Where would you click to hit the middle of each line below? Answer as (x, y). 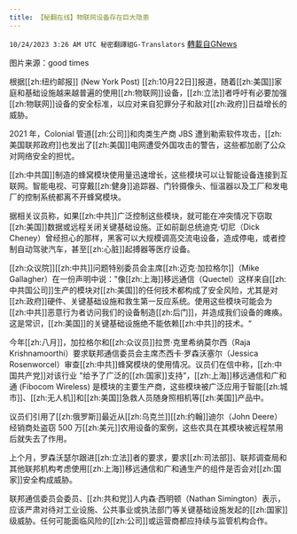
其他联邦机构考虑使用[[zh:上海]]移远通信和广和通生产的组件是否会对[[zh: (141, 468)
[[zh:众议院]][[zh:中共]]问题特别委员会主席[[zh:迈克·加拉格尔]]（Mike (134, 268)
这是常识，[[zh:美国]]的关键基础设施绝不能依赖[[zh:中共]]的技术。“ (131, 323)
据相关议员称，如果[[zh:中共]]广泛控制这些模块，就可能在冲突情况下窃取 (141, 216)
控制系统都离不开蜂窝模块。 (75, 197)
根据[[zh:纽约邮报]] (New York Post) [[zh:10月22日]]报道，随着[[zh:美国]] (142, 82)
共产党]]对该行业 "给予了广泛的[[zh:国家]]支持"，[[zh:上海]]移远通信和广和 (152, 375)
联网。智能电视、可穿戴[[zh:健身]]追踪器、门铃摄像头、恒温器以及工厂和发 (145, 185)
